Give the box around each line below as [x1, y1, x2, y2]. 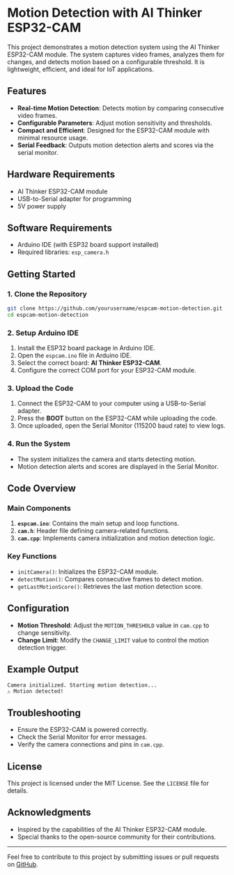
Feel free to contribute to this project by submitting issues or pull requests [7, 853, 219, 861]
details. [7, 786, 29, 795]
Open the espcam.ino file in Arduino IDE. [17, 351, 132, 360]
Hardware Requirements [7, 169, 116, 181]
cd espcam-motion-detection [7, 311, 89, 318]
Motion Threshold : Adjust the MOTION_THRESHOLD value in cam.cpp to [17, 621, 210, 629]
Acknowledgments [7, 807, 92, 818]
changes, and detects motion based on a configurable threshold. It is [7, 57, 205, 66]
